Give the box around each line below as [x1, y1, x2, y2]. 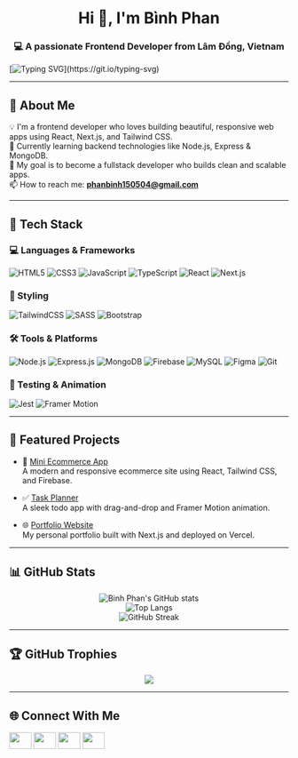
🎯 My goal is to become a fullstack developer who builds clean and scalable [9, 160, 286, 171]
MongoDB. [9, 150, 49, 161]
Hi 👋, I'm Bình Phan [78, 8, 220, 28]
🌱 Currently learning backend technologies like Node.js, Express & [9, 141, 251, 152]
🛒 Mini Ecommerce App [21, 456, 108, 467]
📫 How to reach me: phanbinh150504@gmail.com [9, 180, 200, 190]
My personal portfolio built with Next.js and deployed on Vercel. [21, 529, 255, 540]
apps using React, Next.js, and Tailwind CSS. [9, 132, 173, 142]
